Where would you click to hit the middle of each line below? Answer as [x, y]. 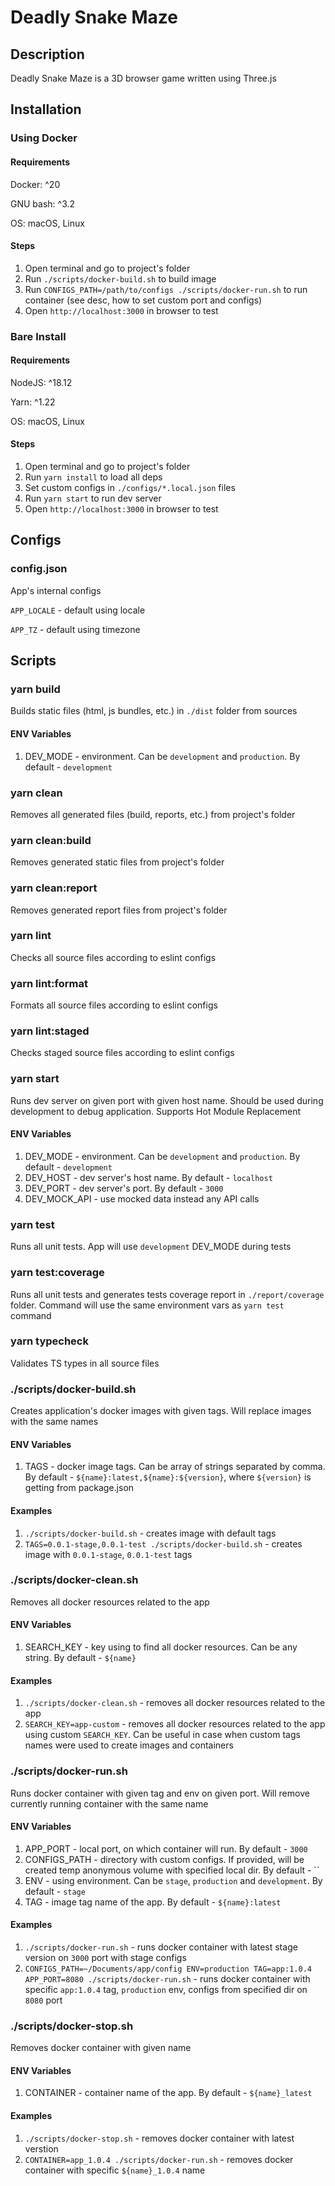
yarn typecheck [49, 1341]
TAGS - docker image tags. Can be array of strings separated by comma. [175, 1467]
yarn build [35, 689]
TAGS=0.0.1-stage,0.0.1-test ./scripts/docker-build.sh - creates [163, 1543]
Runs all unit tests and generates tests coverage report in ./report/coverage [167, 1294]
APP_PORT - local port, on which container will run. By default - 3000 [166, 1848]
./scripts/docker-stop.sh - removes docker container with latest [159, 2138]
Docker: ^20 [35, 184]
